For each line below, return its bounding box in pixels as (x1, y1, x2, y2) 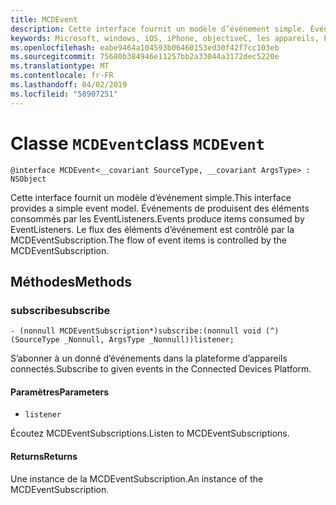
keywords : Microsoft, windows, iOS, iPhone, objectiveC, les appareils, (10, 33, 320, 43)
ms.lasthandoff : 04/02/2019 (10, 80, 128, 90)
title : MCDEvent (10, 14, 78, 25)
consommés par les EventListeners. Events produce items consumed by (10, 212, 305, 225)
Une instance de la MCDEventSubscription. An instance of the (10, 472, 264, 485)
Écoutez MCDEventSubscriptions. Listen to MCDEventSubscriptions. (10, 427, 290, 440)
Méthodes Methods (10, 273, 133, 290)
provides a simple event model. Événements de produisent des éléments (10, 202, 310, 214)
